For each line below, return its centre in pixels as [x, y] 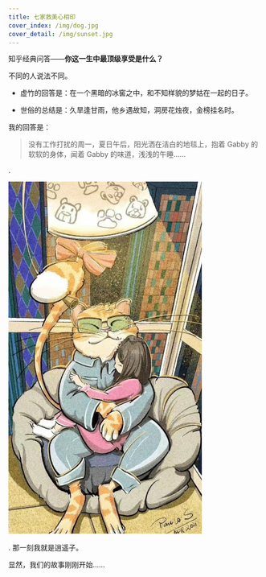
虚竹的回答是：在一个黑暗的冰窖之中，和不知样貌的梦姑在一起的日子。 [136, 93]
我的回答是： [29, 127]
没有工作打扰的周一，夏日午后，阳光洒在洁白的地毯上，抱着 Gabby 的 [143, 144]
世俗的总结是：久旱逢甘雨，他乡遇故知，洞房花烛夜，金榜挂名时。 [129, 110]
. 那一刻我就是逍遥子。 [45, 548]
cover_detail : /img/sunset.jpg [61, 34]
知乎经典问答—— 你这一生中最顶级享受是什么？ [86, 59]
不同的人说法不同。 [40, 76]
